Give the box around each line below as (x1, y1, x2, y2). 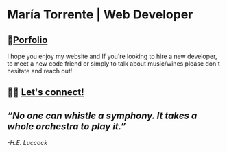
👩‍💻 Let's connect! (7, 86, 84, 99)
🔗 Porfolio (7, 34, 48, 46)
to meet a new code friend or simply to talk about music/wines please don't (7, 60, 221, 68)
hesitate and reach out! (7, 67, 73, 75)
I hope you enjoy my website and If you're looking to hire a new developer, (7, 52, 217, 60)
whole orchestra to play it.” (7, 121, 126, 132)
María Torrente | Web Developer (7, 7, 193, 23)
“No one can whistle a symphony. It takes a (7, 110, 198, 121)
